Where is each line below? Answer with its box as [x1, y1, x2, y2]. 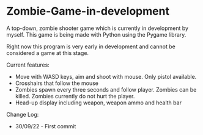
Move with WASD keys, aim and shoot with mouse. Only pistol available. [15, 73, 197, 80]
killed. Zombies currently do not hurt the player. [15, 92, 135, 100]
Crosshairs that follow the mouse [15, 79, 99, 87]
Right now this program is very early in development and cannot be [6, 43, 175, 50]
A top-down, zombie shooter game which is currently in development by [6, 24, 188, 32]
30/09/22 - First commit [15, 122, 76, 130]
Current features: [6, 61, 50, 68]
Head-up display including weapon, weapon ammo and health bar [15, 99, 182, 106]
